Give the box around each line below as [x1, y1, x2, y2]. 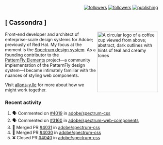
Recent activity [5, 99, 42, 106]
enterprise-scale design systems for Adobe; [5, 36, 93, 42]
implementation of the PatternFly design [5, 62, 85, 68]
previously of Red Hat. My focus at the [5, 42, 82, 47]
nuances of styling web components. [5, 72, 79, 78]
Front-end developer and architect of [5, 31, 79, 37]
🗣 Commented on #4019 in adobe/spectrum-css [12, 110, 111, 116]
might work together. [5, 87, 47, 93]
